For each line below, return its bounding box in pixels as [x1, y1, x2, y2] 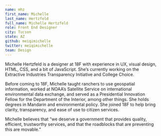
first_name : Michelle [5, 12, 49, 17]
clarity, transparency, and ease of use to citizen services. [5, 106, 119, 112]
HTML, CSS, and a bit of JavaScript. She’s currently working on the [5, 66, 139, 72]
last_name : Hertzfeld [5, 16, 49, 21]
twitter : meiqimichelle [5, 43, 53, 48]
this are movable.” [5, 126, 41, 132]
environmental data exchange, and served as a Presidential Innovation [5, 91, 145, 97]
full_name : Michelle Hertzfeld [5, 20, 68, 26]
